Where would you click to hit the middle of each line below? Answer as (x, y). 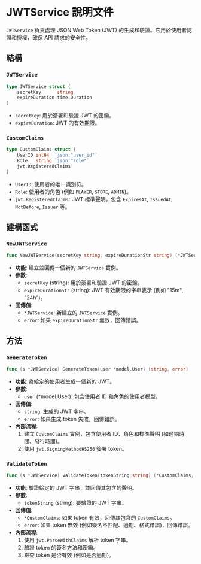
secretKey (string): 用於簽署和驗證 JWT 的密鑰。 (83, 283)
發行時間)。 (48, 441)
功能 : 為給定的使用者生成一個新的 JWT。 (65, 381)
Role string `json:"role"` (53, 161)
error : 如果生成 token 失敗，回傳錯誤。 (72, 419)
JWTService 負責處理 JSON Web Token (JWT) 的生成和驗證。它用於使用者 (97, 30)
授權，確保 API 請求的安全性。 (54, 37)
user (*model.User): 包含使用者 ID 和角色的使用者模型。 (92, 396)
